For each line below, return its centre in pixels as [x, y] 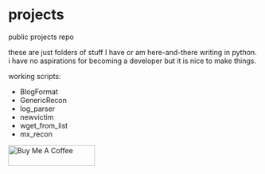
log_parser [37, 109]
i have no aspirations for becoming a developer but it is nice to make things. [132, 61]
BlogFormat [39, 91]
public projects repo [41, 37]
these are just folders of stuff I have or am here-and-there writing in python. [132, 52]
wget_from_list [44, 125]
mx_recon [36, 134]
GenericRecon [43, 100]
